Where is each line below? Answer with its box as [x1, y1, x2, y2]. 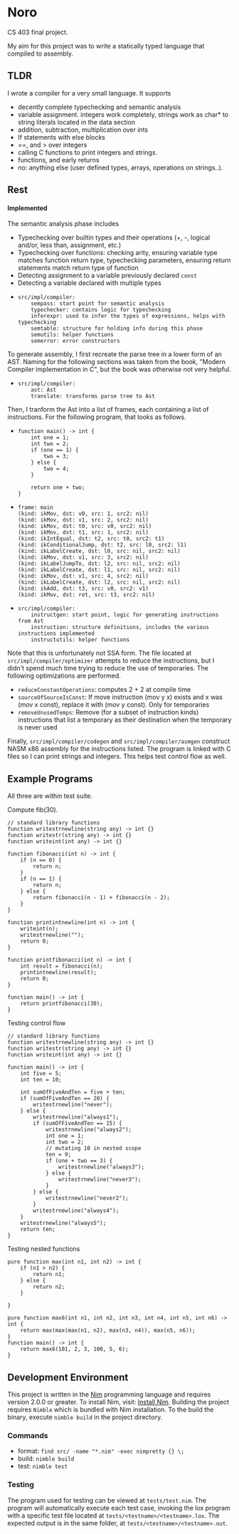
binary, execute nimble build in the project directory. [7, 1412, 163, 1421]
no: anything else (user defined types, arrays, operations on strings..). [17, 163, 223, 172]
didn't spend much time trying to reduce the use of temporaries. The [7, 664, 208, 673]
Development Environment [7, 1371, 129, 1383]
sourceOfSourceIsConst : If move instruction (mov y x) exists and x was [17, 693, 223, 702]
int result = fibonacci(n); [20, 963, 103, 970]
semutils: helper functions [31, 331, 114, 338]
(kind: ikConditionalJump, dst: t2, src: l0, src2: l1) [17, 541, 187, 549]
